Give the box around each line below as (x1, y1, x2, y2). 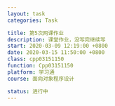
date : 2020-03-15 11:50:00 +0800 (7, 49, 105, 56)
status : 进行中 (7, 88, 48, 95)
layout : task (7, 10, 46, 18)
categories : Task (7, 17, 58, 24)
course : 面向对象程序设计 (7, 75, 75, 82)
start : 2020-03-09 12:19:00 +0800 (7, 43, 109, 50)
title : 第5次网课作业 (7, 29, 65, 37)
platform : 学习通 (7, 68, 55, 76)
